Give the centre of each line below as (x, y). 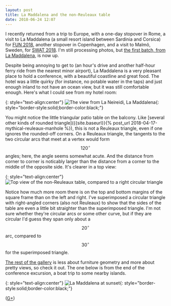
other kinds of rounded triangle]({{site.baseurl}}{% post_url (68, 123)
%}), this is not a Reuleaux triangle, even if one (113, 128)
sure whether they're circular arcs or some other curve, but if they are (78, 214)
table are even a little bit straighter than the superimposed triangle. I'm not (83, 208)
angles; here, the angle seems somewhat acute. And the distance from (79, 156)
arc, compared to (23, 236)
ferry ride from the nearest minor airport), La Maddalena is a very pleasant (83, 71)
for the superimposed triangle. (37, 253)
